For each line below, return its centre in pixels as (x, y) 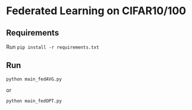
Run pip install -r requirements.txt (53, 47)
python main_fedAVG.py (34, 79)
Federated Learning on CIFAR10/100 (96, 11)
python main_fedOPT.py (34, 101)
